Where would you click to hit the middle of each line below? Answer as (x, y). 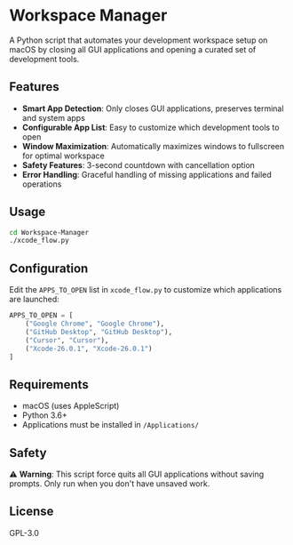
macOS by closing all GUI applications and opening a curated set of (133, 49)
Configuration (49, 268)
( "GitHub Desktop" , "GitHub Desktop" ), (99, 332)
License (32, 512)
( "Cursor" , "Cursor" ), (67, 340)
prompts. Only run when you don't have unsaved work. (110, 484)
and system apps (54, 117)
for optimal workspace (63, 156)
